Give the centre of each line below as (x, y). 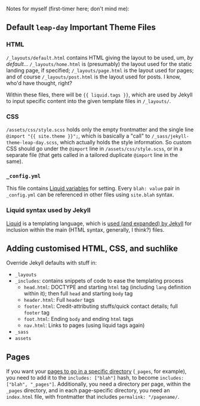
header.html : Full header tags (59, 300)
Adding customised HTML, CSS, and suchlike (92, 248)
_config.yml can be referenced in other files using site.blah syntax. (90, 195)
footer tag (36, 313)
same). (15, 161)
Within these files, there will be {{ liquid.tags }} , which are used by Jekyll (99, 95)
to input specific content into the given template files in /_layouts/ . (89, 101)
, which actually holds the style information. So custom (124, 142)
